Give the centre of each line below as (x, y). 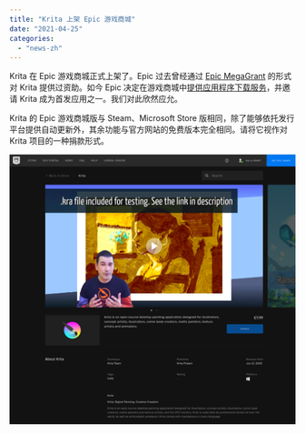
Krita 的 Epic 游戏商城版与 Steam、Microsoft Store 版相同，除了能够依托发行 (152, 118)
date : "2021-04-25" (46, 29)
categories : (32, 38)
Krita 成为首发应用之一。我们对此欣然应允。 (101, 99)
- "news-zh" (40, 48)
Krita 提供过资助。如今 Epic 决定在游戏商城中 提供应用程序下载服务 (143, 87)
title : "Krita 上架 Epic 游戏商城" (73, 19)
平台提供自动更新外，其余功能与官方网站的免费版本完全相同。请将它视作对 (148, 130)
